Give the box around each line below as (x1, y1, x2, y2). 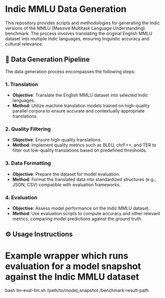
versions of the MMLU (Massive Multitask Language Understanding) (5, 25, 145, 31)
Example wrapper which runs (5, 250, 128, 261)
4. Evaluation (5, 194, 38, 201)
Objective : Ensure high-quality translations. (12, 137, 102, 143)
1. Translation (5, 81, 38, 88)
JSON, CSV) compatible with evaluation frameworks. (12, 181, 121, 187)
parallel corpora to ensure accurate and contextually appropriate (12, 108, 145, 114)
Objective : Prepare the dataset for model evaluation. (12, 171, 120, 177)
